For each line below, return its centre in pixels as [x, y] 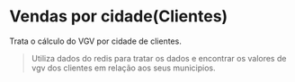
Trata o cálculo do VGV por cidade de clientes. [95, 41]
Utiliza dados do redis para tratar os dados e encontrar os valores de [159, 58]
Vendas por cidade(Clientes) [119, 16]
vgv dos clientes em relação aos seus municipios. [123, 68]
